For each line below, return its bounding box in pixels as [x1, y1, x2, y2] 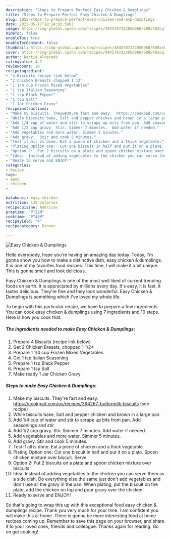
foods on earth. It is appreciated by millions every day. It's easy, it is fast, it [6, 283, 161, 289]
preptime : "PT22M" [6, 210, 44, 215]
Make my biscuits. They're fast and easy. [13, 395, 99, 401]
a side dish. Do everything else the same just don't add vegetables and [13, 476, 161, 482]
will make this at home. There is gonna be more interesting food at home [6, 512, 156, 519]
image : [6, 26, 20, 31]
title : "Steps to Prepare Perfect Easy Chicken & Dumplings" [6, 12, 137, 17]
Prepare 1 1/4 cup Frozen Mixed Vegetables [13, 349, 103, 355]
